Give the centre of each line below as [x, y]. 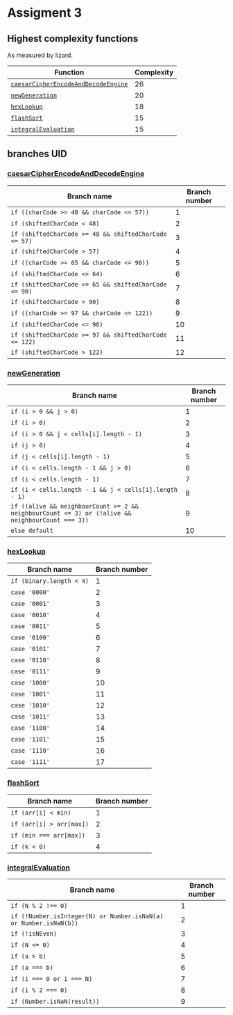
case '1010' [31, 705]
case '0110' [31, 660]
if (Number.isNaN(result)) [55, 1001]
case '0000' [31, 592]
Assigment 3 [44, 13]
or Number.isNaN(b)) [44, 923]
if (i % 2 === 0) [39, 990]
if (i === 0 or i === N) [52, 978]
